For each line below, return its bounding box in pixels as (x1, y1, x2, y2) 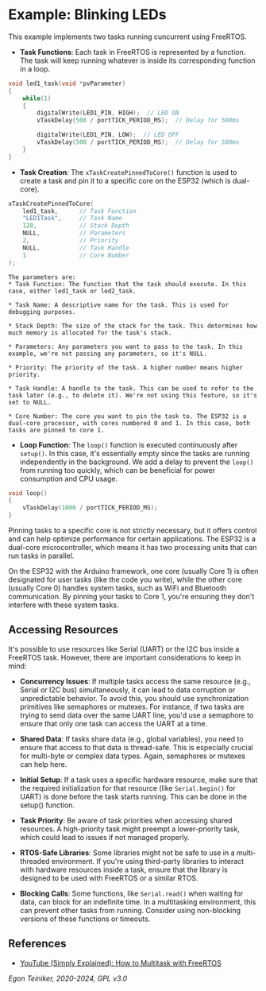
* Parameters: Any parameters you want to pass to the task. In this (8, 343, 244, 350)
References (8, 937, 67, 950)
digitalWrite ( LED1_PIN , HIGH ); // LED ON (37, 109, 179, 117)
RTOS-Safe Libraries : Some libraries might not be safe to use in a (19, 848, 236, 857)
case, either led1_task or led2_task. (8, 287, 137, 295)
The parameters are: (8, 273, 77, 281)
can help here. (19, 759, 67, 768)
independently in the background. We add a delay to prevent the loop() (19, 457, 254, 466)
